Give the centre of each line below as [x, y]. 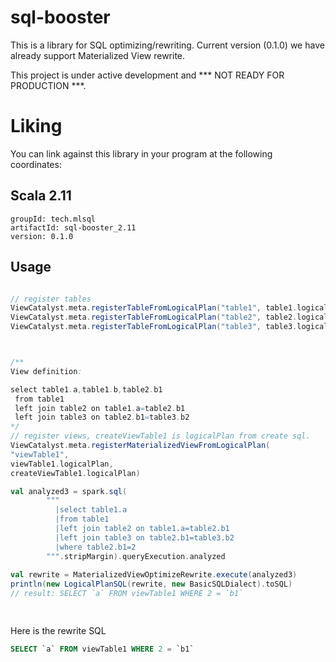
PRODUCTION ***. [48, 85]
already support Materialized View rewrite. [98, 55]
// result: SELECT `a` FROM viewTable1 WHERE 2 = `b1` [127, 594]
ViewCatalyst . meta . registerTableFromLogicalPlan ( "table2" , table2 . [154, 317]
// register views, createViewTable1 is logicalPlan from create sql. [160, 436]
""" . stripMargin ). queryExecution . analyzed [136, 556]
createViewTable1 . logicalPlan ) [75, 473]
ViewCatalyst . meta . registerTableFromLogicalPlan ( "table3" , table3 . [154, 327]
